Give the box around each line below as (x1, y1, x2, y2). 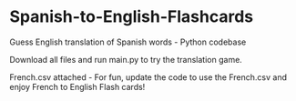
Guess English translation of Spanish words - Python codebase (9, 36, 247, 47)
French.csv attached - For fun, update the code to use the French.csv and (9, 71, 288, 83)
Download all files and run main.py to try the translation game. (9, 54, 243, 65)
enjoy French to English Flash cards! (9, 81, 146, 92)
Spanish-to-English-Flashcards (9, 6, 253, 27)
